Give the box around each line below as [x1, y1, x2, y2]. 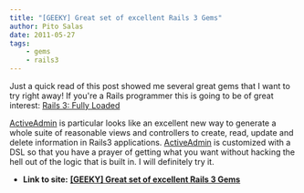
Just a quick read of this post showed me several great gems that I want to [9, 81, 290, 91]
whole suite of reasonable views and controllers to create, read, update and [9, 127, 294, 137]
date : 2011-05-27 [9, 30, 76, 39]
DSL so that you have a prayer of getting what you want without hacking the [9, 147, 295, 157]
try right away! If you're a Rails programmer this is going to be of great [9, 90, 274, 101]
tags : [9, 38, 30, 48]
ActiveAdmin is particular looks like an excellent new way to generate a [9, 117, 277, 128]
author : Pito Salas [9, 22, 84, 31]
